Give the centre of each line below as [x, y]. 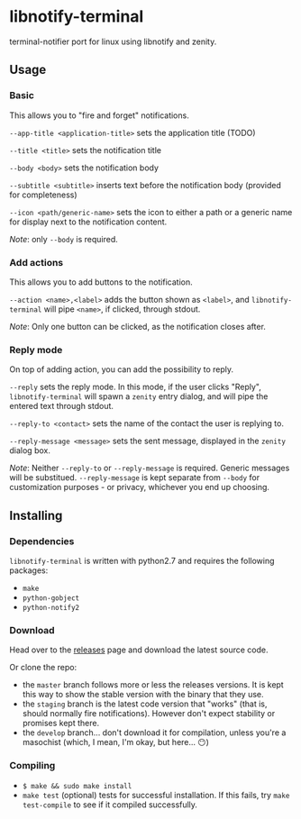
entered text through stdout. [62, 406]
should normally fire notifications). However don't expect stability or [149, 714]
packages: [29, 570]
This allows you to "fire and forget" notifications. [99, 115]
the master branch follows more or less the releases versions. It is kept [153, 685]
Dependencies [42, 541]
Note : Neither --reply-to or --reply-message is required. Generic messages [150, 468]
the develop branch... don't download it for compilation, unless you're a [154, 733]
